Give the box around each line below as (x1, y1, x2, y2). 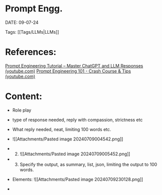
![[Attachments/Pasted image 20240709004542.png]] (12, 136, 123, 142)
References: (5, 47, 56, 58)
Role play (12, 107, 31, 113)
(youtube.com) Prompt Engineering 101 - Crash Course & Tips (5, 68, 131, 74)
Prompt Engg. (5, 3, 63, 14)
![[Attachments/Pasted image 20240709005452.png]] (19, 151, 130, 157)
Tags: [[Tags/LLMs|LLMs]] (5, 29, 59, 35)
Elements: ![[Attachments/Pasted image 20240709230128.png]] (12, 176, 144, 182)
